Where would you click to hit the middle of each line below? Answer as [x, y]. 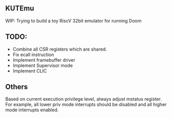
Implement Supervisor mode [43, 65]
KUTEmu [20, 8]
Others [17, 87]
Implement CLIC [30, 70]
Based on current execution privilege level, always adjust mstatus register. [84, 99]
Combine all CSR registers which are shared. [60, 49]
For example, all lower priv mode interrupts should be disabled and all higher [86, 105]
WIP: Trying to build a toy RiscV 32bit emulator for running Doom [73, 20]
